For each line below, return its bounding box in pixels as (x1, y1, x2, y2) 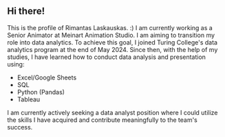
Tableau (17, 95, 41, 103)
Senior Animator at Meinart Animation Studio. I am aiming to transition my (7, 31, 215, 39)
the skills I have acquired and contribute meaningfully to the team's (7, 116, 197, 124)
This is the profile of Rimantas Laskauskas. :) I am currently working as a (7, 23, 213, 32)
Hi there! (7, 5, 45, 17)
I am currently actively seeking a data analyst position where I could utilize (7, 108, 218, 116)
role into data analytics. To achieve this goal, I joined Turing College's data (7, 38, 218, 47)
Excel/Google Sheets (17, 73, 77, 82)
